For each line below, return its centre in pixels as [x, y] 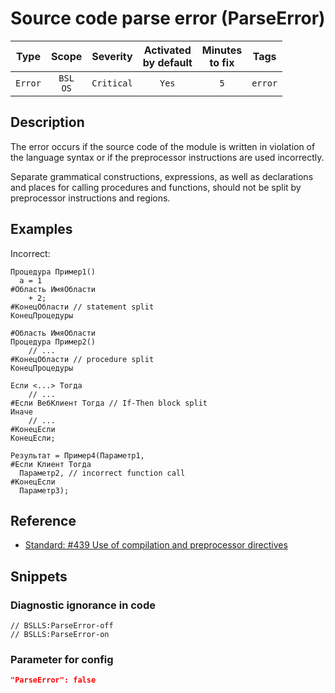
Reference [43, 520]
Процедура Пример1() [53, 272]
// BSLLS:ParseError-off [62, 626]
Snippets [39, 576]
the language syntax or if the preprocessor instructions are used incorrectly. [167, 157]
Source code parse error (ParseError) [168, 18]
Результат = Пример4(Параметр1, [77, 455]
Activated [167, 50]
